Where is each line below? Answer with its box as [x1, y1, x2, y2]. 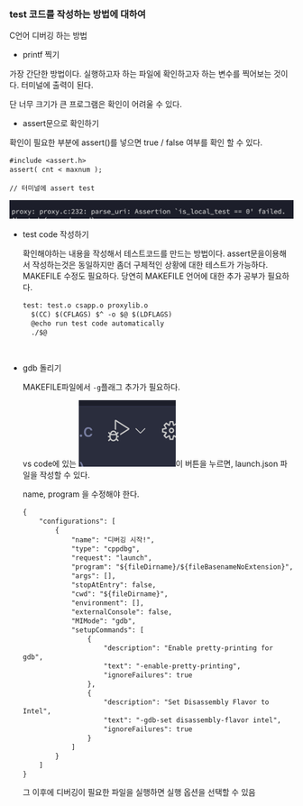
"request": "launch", [70, 554, 152, 563]
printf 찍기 [22, 50, 60, 60]
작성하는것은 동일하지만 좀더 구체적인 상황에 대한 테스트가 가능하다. [32, 260, 269, 270]
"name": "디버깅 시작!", [70, 536, 155, 545]
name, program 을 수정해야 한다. [22, 489, 140, 499]
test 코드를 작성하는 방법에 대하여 [9, 7, 146, 20]
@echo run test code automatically [31, 319, 165, 328]
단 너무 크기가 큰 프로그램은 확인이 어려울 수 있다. [9, 99, 183, 110]
